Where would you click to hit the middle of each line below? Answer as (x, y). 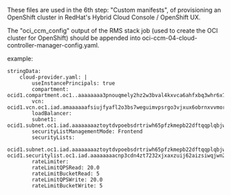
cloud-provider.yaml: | (54, 77)
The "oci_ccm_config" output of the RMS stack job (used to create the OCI (112, 31)
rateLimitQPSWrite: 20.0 (67, 180)
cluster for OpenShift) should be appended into (74, 38)
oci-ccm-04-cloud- (170, 38)
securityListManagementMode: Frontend (87, 132)
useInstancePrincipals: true (74, 83)
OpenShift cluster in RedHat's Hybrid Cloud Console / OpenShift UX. (104, 17)
